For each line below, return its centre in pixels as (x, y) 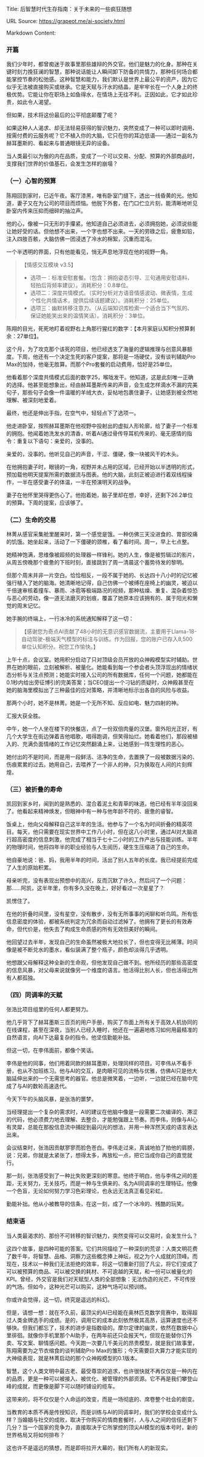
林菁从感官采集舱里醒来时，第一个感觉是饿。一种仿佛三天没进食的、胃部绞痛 (102, 534)
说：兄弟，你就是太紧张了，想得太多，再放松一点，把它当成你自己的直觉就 (99, 1155)
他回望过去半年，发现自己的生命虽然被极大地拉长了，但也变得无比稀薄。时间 (102, 942)
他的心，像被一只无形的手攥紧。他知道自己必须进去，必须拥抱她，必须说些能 (102, 223)
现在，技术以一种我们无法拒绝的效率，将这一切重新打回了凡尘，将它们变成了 (102, 1264)
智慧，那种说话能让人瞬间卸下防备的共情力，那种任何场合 (120, 72)
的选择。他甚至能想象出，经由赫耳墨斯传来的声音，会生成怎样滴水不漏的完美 (102, 384)
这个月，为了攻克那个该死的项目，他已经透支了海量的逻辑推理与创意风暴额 (99, 349)
